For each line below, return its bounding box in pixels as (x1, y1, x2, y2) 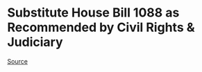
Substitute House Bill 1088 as (7, 5, 180, 21)
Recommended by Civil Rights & (7, 19, 196, 35)
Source (7, 57, 28, 65)
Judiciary (7, 35, 64, 50)
